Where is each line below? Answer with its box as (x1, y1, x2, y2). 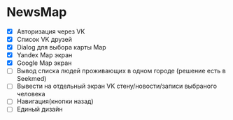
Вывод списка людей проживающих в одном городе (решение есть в (16, 67, 226, 75)
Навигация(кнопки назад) (16, 97, 94, 105)
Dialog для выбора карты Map (16, 43, 106, 52)
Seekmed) (16, 75, 47, 83)
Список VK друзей (16, 36, 73, 43)
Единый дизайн (16, 105, 63, 114)
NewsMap (6, 4, 67, 20)
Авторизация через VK (16, 27, 85, 36)
